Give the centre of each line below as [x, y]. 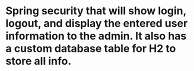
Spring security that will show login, [96, 11]
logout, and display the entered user [97, 23]
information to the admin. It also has [96, 36]
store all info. [39, 61]
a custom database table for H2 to [91, 49]
